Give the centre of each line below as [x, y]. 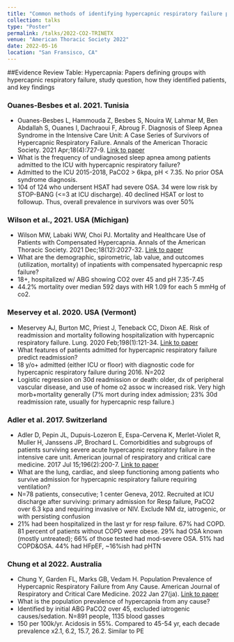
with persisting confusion [54, 517]
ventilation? [34, 487]
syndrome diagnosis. [47, 180]
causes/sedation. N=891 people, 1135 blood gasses [91, 616]
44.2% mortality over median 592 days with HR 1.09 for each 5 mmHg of [122, 287]
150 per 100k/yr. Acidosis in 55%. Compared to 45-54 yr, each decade [118, 624]
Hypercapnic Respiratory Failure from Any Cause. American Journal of [119, 587]
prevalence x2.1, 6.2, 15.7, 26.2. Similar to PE [80, 631]
